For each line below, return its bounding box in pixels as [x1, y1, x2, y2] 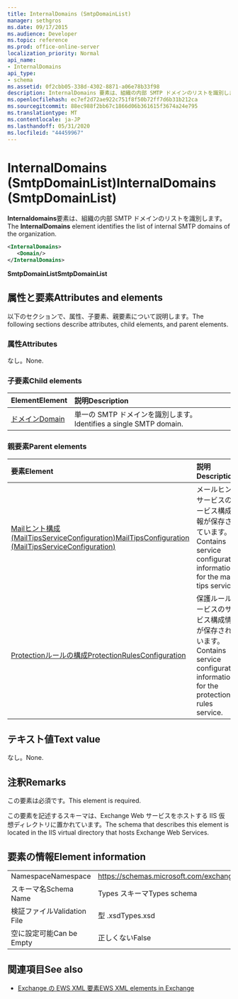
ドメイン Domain [11, 414, 65, 424]
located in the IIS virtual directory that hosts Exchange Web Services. [7, 828, 210, 837]
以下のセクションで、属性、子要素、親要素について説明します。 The [7, 311, 204, 320]
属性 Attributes [7, 338, 58, 348]
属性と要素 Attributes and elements [7, 292, 163, 304]
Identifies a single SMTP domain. [74, 419, 183, 429]
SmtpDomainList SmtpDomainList [7, 269, 108, 277]
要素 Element [11, 466, 54, 476]
